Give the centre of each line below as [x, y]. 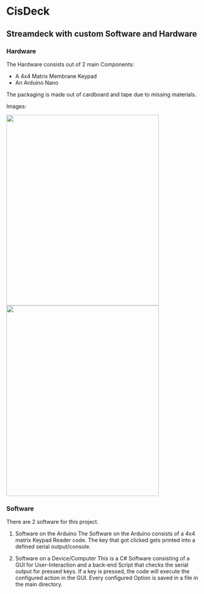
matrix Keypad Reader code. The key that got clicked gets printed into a [105, 540]
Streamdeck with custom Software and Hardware [102, 34]
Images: [16, 106]
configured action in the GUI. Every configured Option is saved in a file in [107, 578]
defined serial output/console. [53, 546]
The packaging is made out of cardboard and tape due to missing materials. [101, 94]
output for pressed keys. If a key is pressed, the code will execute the [102, 571]
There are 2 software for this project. [52, 522]
